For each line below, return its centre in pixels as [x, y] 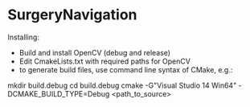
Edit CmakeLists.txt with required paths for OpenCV [105, 61]
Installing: [23, 37]
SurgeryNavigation [72, 15]
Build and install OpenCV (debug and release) [94, 52]
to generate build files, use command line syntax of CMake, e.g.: [126, 69]
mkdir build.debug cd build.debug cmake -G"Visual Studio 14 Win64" [122, 85]
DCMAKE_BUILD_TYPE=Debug [59, 93]
